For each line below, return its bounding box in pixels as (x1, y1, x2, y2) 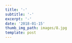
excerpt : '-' (5, 16, 32, 21)
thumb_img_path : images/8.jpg (5, 26, 68, 31)
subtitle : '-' (5, 12, 35, 17)
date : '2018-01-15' (5, 21, 45, 26)
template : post (5, 30, 36, 35)
